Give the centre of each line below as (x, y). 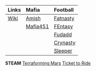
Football (64, 10)
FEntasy (63, 26)
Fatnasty (64, 18)
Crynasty (65, 43)
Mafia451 (37, 26)
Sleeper (63, 51)
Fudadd (63, 34)
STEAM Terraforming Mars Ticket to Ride (48, 63)
